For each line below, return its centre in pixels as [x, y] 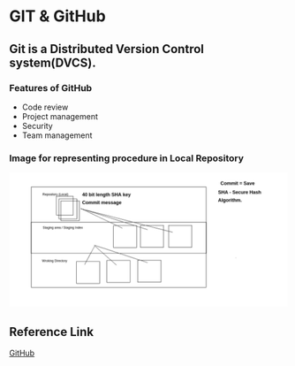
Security [37, 126]
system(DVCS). [53, 62]
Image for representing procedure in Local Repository [127, 158]
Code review [45, 107]
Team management [57, 135]
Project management [60, 116]
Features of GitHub [51, 88]
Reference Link [52, 332]
